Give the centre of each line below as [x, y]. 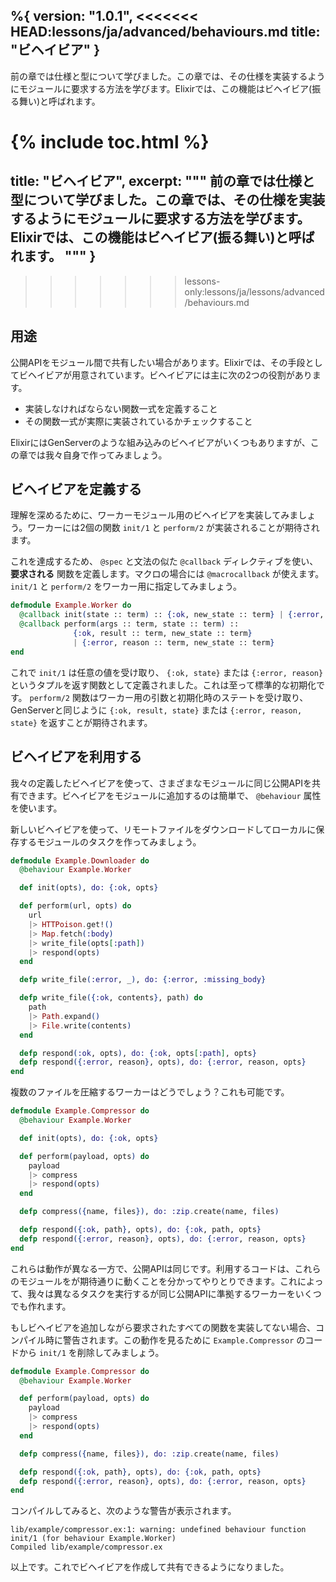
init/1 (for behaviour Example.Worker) [93, 1539]
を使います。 [36, 808]
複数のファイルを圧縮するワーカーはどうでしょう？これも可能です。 [150, 1092]
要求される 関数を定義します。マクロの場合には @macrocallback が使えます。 [167, 574]
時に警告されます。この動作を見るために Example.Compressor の [175, 1340]
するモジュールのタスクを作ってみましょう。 [110, 841]
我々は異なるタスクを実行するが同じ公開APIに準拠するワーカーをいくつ [174, 1293]
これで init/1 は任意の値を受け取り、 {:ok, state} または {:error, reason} [167, 672]
